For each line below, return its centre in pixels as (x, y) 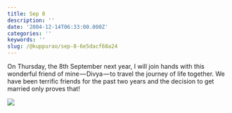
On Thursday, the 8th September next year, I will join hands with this (106, 66)
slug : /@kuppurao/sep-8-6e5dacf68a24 (63, 46)
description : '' (31, 20)
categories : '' (30, 33)
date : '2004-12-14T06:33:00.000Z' (58, 27)
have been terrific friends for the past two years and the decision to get (111, 81)
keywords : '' (26, 40)
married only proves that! (44, 89)
